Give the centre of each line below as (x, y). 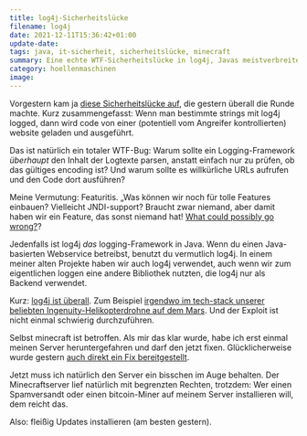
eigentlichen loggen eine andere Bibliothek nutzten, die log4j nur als (138, 273)
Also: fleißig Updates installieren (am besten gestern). (111, 421)
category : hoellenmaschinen (63, 69)
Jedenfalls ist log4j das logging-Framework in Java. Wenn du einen (136, 244)
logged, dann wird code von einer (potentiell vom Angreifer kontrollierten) (148, 122)
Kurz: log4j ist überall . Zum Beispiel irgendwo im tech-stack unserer (137, 300)
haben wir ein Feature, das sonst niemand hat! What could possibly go (142, 217)
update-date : (34, 43)
